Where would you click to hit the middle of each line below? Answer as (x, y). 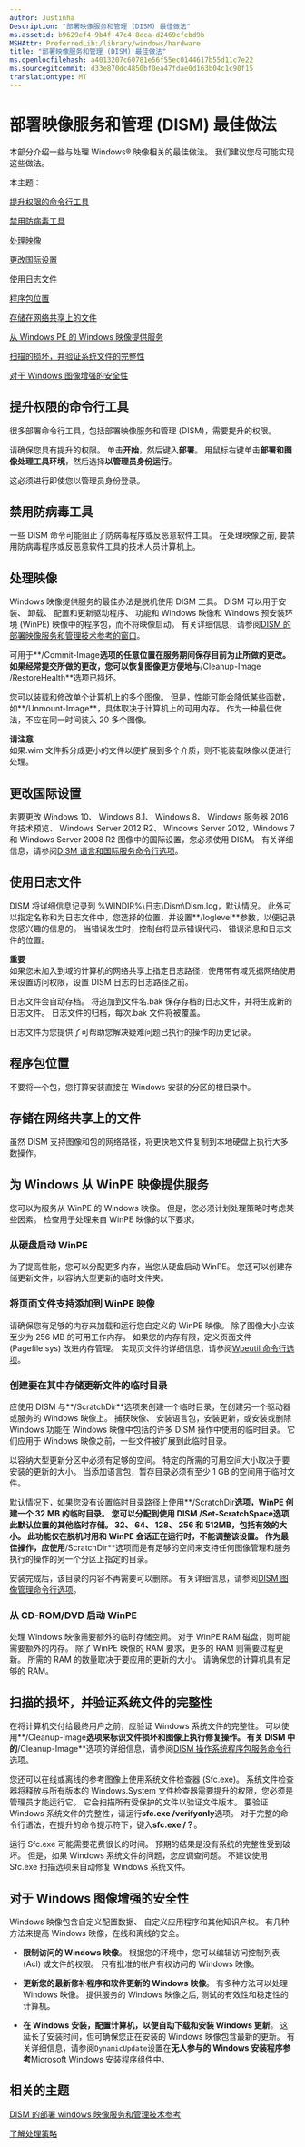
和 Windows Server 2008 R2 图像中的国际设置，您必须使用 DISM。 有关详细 (152, 839)
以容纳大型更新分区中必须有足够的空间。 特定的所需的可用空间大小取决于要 (150, 1460)
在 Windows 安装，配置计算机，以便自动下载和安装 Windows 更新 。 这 (155, 2025)
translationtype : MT (49, 77)
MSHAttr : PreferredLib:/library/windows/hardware (105, 43)
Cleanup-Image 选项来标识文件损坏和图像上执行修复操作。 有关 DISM (157, 1737)
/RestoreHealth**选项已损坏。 (65, 678)
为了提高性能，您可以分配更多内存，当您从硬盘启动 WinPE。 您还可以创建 (147, 1267)
